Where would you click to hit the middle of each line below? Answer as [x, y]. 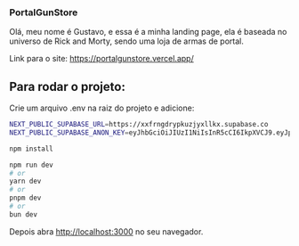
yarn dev [25, 181]
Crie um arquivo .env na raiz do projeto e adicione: [102, 108]
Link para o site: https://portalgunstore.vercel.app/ [101, 59]
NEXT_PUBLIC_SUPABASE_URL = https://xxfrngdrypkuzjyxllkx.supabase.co [139, 125]
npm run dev [31, 165]
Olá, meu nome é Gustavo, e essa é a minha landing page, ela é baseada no [148, 32]
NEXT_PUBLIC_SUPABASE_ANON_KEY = [69, 132]
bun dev [24, 214]
